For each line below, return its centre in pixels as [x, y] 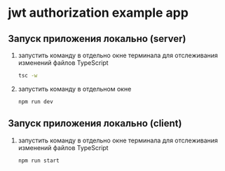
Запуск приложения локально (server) [97, 39]
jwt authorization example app [98, 13]
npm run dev [35, 102]
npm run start [39, 161]
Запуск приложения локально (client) [95, 124]
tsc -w [28, 75]
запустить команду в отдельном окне [75, 89]
